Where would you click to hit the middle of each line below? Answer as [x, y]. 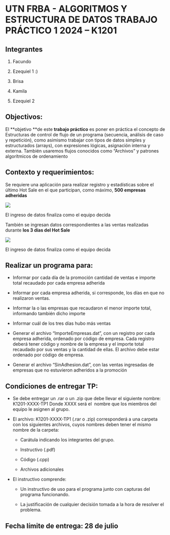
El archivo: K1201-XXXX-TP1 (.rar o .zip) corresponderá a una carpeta [85, 419]
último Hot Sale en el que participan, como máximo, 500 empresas [76, 190]
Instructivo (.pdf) [38, 450]
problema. [31, 510]
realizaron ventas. [31, 298]
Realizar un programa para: [49, 265]
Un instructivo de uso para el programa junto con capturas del [85, 489]
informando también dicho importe [49, 314]
